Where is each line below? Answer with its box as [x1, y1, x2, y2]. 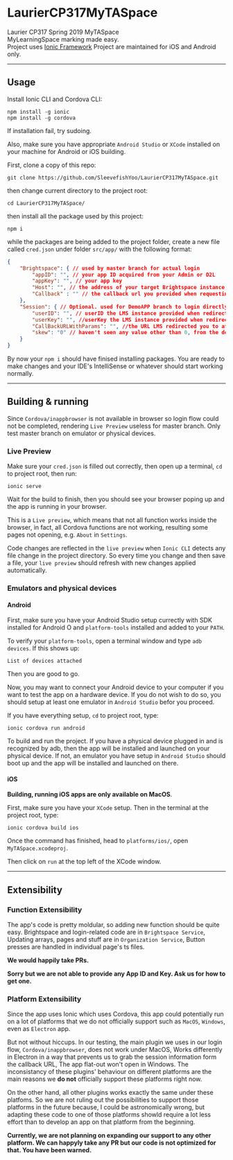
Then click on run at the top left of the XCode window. [7, 858, 162, 866]
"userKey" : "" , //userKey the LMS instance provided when [32, 316, 203, 323]
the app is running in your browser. [7, 503, 107, 511]
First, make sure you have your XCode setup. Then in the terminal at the [7, 804, 209, 812]
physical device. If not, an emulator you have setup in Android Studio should [7, 752, 226, 760]
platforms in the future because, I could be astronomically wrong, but [7, 1103, 205, 1111]
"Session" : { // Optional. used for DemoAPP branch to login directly [19, 303, 228, 310]
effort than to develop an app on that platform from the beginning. [7, 1118, 196, 1126]
